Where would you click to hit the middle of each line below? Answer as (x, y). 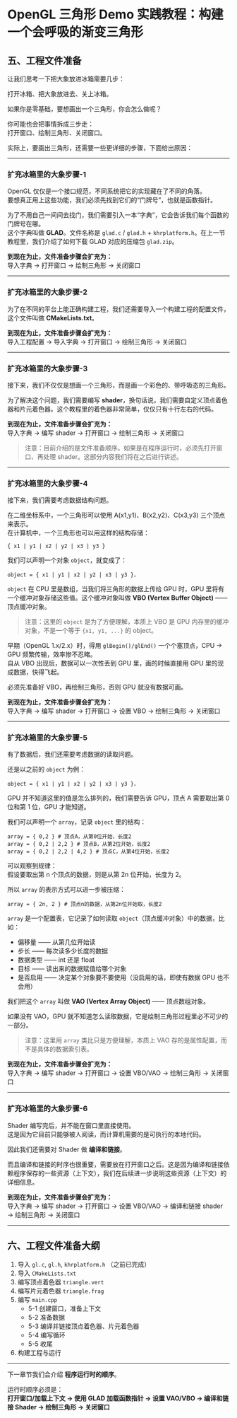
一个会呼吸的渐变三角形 (75, 32)
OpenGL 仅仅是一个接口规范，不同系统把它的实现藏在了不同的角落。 (107, 191)
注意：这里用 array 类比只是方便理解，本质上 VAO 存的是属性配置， (122, 1040)
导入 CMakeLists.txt (47, 1273)
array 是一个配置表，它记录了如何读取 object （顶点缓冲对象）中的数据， (113, 918)
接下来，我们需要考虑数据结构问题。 (60, 500)
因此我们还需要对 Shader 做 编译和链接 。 (67, 1149)
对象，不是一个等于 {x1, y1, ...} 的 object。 (91, 631)
